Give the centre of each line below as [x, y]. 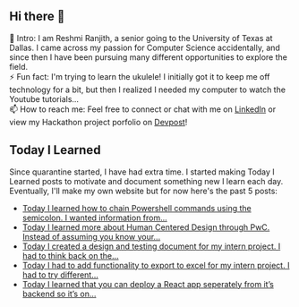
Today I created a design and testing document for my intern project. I [151, 246]
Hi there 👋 [37, 17]
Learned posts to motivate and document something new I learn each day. [146, 181]
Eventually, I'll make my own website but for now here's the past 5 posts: [143, 191]
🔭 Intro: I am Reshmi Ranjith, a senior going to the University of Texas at [141, 38]
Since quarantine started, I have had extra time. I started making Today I [142, 172]
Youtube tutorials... [44, 98]
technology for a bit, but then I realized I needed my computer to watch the [148, 90]
